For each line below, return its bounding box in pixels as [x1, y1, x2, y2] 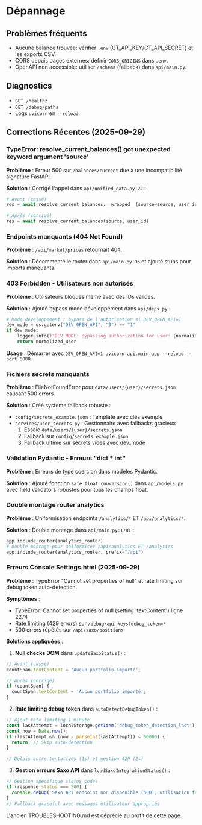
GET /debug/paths [14, 104, 59, 110]
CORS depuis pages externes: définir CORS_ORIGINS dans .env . [14, 57, 168, 64]
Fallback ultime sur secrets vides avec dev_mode [23, 439, 146, 447]
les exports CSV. [14, 51, 56, 58]
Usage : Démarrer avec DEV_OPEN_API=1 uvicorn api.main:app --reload [6, 350, 184, 357]
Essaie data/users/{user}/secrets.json [23, 426, 123, 433]
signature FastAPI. [6, 173, 52, 180]
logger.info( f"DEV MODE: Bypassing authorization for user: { [17, 333, 176, 339]
